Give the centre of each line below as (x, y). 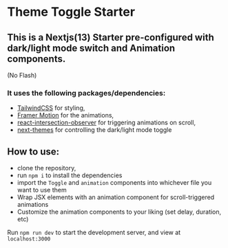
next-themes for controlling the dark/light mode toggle (94, 130)
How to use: (33, 151)
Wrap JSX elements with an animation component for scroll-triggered (116, 197)
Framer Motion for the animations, (65, 115)
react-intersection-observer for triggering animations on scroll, (106, 123)
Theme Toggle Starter (71, 12)
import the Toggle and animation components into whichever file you (114, 183)
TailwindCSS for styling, (51, 108)
